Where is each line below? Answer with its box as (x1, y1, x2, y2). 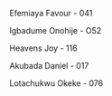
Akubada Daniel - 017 (9, 61, 89, 71)
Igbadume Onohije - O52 (9, 25, 102, 35)
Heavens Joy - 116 (9, 43, 79, 53)
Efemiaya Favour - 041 (9, 8, 93, 18)
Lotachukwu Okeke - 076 (9, 78, 104, 89)
